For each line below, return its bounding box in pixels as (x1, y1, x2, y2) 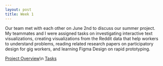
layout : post (5, 7, 32, 12)
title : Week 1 (5, 12, 34, 17)
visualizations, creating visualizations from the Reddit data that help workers (5, 35, 159, 42)
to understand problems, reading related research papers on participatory (5, 41, 154, 46)
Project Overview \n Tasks (5, 55, 57, 61)
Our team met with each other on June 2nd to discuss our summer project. (5, 25, 155, 31)
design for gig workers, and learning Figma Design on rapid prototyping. (5, 46, 150, 52)
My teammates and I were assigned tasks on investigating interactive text (5, 30, 153, 36)
